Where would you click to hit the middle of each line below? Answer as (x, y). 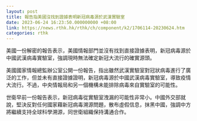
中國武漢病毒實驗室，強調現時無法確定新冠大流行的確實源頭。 (81, 58)
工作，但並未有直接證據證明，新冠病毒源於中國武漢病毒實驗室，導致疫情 (103, 78)
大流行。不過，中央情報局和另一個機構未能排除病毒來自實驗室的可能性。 (93, 85)
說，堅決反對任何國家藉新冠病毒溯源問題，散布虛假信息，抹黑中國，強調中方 (98, 105)
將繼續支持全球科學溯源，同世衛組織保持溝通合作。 (68, 112)
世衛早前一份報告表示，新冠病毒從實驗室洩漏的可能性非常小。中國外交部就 (96, 98)
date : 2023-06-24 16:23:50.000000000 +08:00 (61, 22)
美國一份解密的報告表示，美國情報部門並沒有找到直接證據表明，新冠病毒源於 (98, 51)
